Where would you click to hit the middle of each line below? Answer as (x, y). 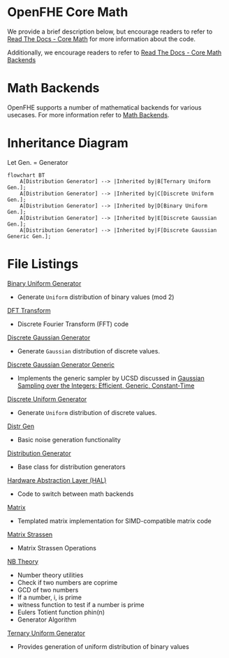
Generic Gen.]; (29, 236)
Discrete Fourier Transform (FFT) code (73, 324)
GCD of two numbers (48, 590)
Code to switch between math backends (75, 494)
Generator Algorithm (47, 620)
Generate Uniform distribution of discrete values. (87, 412)
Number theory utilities (50, 575)
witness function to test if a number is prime (81, 604)
